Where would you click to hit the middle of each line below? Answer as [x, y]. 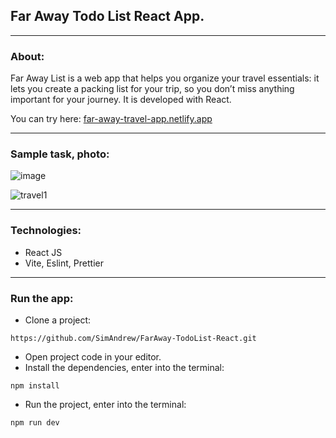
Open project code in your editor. [93, 357]
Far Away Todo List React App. [107, 16]
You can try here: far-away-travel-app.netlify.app [111, 119]
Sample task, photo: [60, 154]
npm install [35, 386]
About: [27, 56]
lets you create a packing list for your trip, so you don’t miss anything [152, 89]
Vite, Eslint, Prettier [64, 263]
